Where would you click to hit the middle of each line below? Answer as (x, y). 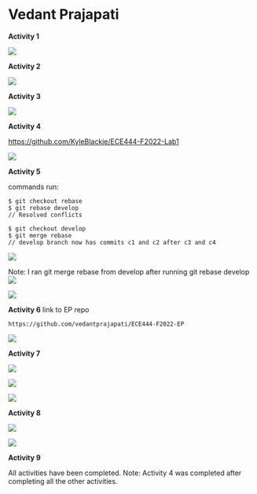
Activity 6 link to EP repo (49, 309)
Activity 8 (24, 413)
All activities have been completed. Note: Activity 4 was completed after (125, 473)
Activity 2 (24, 66)
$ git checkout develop (47, 229)
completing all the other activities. (63, 481)
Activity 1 (24, 36)
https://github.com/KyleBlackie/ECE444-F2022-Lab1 (94, 141)
